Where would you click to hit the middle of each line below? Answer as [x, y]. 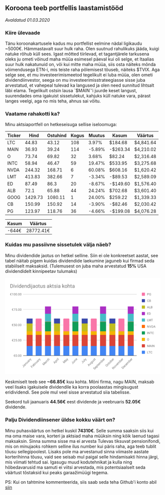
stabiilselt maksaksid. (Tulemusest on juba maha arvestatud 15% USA [76, 266]
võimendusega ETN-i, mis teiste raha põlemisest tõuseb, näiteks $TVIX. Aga [82, 70]
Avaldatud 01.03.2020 [28, 20]
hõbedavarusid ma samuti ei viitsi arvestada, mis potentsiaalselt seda [75, 467]
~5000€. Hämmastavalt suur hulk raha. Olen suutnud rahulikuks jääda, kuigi [82, 49]
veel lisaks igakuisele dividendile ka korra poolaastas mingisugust [72, 387]
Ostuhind [57, 135]
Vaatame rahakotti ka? [33, 114]
